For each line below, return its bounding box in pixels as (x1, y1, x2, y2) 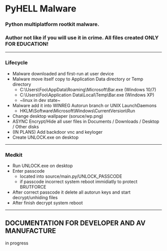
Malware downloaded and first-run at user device (12, 70, 114, 76)
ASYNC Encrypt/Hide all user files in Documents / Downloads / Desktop (12, 118, 160, 124)
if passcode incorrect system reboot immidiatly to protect (19, 179, 138, 185)
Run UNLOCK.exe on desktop (12, 163, 73, 169)
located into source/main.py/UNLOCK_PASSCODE (19, 173, 123, 179)
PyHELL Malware (5, 3, 77, 14)
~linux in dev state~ (19, 97, 61, 103)
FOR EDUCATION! (5, 40, 49, 47)
